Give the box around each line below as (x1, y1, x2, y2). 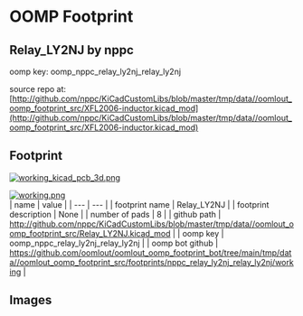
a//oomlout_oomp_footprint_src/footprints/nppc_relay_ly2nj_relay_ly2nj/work (9, 256, 294, 267)
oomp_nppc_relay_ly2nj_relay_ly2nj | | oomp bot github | (9, 237, 219, 248)
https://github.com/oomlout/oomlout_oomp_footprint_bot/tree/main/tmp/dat (9, 246, 292, 258)
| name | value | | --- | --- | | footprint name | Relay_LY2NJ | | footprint (9, 199, 270, 209)
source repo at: (9, 84, 66, 94)
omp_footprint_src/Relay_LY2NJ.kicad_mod (9, 228, 171, 238)
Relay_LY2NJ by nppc (9, 42, 134, 58)
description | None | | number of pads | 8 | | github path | (9, 209, 222, 219)
